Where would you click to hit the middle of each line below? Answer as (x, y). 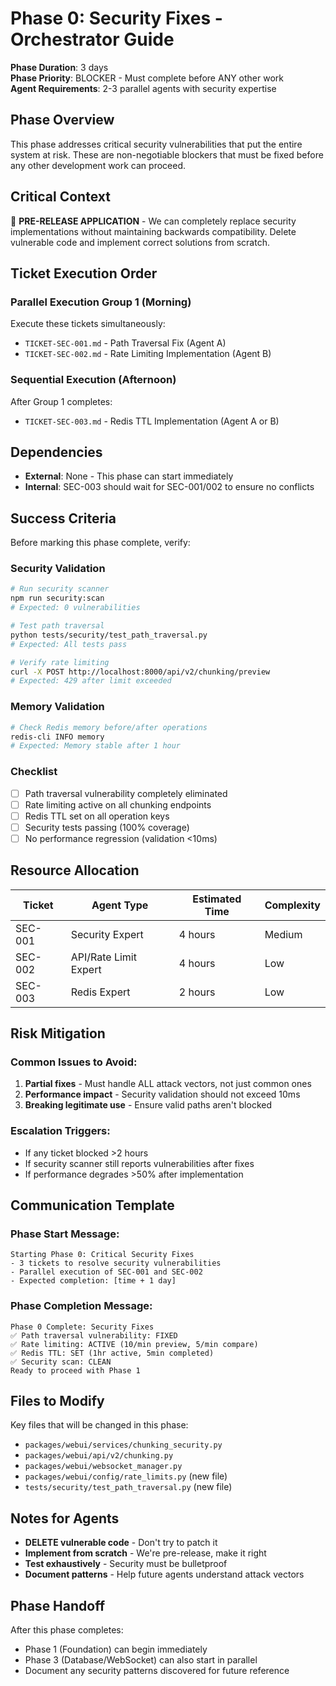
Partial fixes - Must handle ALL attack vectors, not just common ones (168, 1084)
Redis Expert (100, 992)
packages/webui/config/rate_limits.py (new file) (126, 1476)
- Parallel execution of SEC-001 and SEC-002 (106, 1272)
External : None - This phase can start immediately (129, 476)
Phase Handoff (58, 1605)
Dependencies (56, 452)
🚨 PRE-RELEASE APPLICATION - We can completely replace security (153, 221)
